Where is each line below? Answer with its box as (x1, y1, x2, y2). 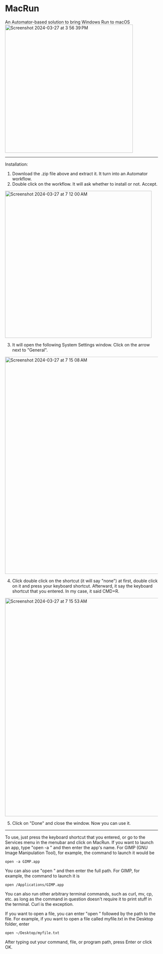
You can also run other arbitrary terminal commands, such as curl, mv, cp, (5, 891, 153, 897)
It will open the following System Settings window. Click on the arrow (12, 342, 150, 347)
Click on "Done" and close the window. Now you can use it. (12, 820, 131, 826)
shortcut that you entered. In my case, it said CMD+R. (12, 588, 120, 594)
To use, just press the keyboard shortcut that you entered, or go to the (5, 834, 146, 840)
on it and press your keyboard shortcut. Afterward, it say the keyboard (12, 583, 153, 589)
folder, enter (5, 921, 30, 927)
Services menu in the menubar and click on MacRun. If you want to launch (5, 839, 154, 845)
